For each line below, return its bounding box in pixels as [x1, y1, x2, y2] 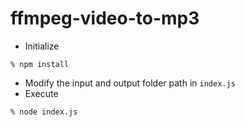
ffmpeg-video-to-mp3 [10, 7, 200, 30]
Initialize [24, 40, 60, 52]
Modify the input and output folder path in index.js [24, 77, 236, 89]
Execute [24, 87, 59, 99]
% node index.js [10, 107, 78, 117]
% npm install [10, 59, 70, 69]
